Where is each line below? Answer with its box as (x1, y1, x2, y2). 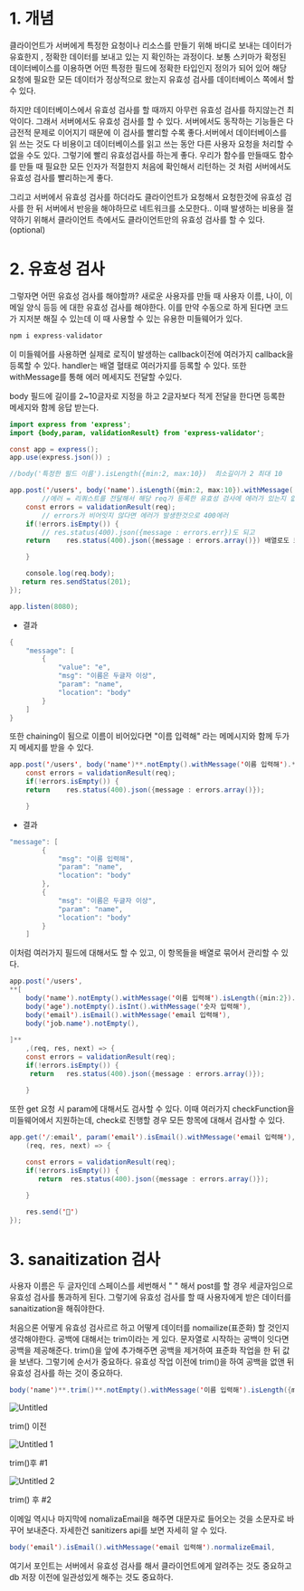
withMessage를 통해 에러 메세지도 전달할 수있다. (9, 371, 183, 382)
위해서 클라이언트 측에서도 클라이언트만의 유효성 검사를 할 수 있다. (33, 214, 265, 224)
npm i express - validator (9, 331, 103, 340)
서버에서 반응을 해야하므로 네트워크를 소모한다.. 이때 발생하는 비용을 (44, 203, 285, 214)
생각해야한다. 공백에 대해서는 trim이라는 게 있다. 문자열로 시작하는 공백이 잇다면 (9, 1334, 290, 1345)
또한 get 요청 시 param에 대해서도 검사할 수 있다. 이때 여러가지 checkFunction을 (9, 1103, 295, 1114)
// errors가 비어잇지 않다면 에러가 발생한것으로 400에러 (42, 510, 229, 520)
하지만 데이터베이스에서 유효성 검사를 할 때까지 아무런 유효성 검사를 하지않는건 (9, 104, 285, 115)
